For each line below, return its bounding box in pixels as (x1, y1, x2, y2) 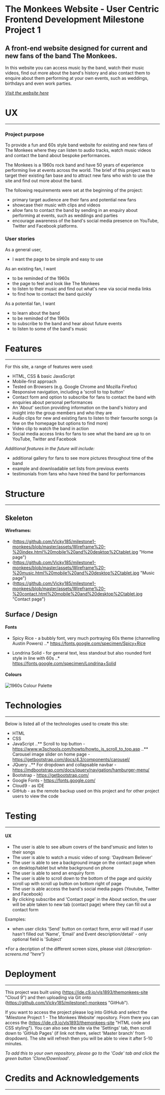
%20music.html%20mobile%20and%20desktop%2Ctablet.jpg (12, 570, 139, 576)
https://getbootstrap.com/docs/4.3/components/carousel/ (12, 756, 130, 762)
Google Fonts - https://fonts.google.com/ (12, 777, 96, 783)
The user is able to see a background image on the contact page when (12, 860, 156, 865)
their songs (12, 849, 35, 855)
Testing (5, 810, 37, 821)
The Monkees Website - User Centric (5, 3, 160, 15)
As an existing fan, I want (5, 265, 56, 271)
